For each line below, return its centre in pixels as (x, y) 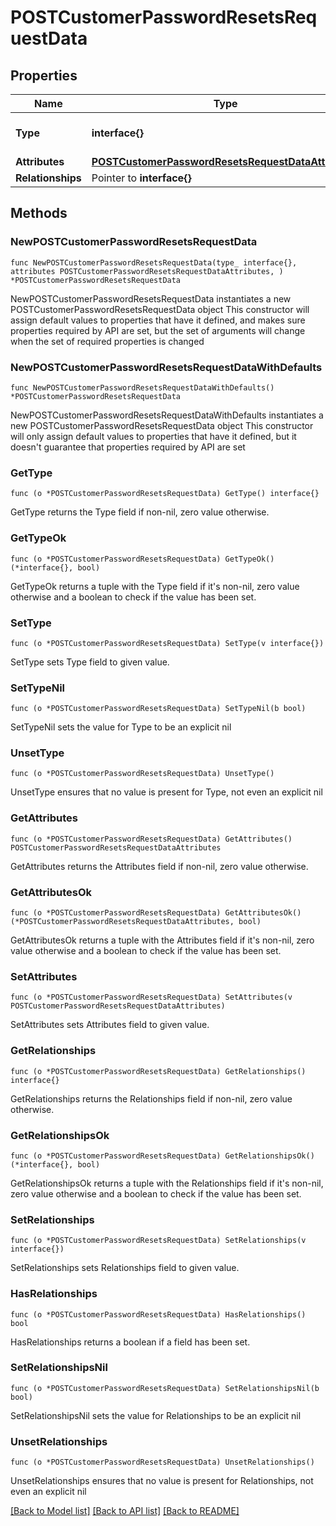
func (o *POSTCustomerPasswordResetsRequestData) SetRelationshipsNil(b (165, 1388)
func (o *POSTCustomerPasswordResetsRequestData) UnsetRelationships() (162, 1462)
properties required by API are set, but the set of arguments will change (158, 330)
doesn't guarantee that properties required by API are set (128, 447)
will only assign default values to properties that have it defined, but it (153, 436)
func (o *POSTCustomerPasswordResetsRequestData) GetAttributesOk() (156, 913)
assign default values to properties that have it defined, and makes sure (158, 320)
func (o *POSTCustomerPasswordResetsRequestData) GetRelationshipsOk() (162, 1156)
